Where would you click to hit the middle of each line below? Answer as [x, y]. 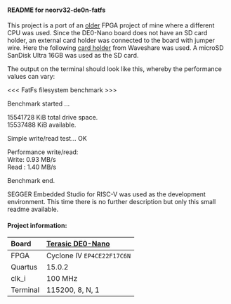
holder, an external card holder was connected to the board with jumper [111, 40]
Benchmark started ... [39, 104]
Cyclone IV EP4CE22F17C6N [88, 255]
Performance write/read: [43, 152]
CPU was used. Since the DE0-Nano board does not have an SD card [107, 33]
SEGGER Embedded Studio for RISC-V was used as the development [106, 194]
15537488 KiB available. [42, 125]
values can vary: [31, 77]
